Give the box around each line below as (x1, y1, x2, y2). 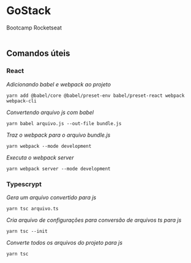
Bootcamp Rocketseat (6, 24, 62, 31)
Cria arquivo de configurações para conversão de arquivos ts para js (6, 216, 182, 224)
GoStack (6, 4, 51, 18)
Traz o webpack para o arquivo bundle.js (6, 131, 111, 139)
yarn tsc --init (6, 228, 48, 234)
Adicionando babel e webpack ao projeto (6, 80, 111, 88)
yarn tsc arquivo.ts (6, 205, 59, 212)
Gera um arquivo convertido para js (6, 194, 97, 201)
